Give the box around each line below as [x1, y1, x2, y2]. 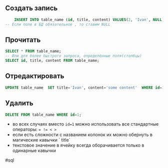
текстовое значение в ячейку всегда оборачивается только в [12, 142, 144, 149]
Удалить [5, 99, 33, 108]
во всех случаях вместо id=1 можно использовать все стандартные [12, 121, 159, 127]
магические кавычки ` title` [12, 137, 70, 143]
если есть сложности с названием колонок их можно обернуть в [12, 132, 152, 138]
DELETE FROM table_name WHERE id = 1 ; [5, 112, 81, 117]
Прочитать [5, 35, 41, 44]
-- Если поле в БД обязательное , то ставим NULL [5, 22, 111, 27]
